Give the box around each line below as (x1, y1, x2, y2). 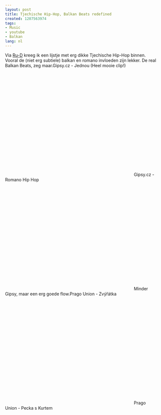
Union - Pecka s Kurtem (5, 405, 53, 411)
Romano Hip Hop (5, 176, 39, 183)
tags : (5, 20, 16, 26)
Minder (134, 285, 148, 291)
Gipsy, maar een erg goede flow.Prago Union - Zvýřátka (5, 291, 117, 297)
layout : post (5, 7, 32, 12)
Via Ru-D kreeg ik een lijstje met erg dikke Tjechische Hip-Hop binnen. (5, 52, 146, 58)
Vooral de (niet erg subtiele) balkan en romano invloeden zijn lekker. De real (5, 57, 157, 63)
